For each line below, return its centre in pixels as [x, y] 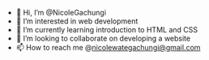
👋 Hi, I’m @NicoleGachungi [61, 13]
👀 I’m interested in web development [77, 21]
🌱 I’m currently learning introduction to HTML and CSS [107, 30]
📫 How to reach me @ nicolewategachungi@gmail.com [108, 47]
